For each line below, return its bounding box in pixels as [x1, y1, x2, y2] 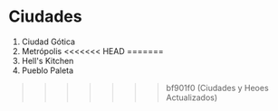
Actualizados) [166, 92, 218, 103]
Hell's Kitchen [21, 55, 74, 66]
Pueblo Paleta [21, 65, 74, 76]
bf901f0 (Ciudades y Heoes [166, 82, 269, 93]
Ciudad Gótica [21, 36, 76, 47]
